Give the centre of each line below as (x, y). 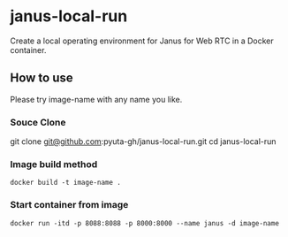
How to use (42, 78)
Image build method (54, 164)
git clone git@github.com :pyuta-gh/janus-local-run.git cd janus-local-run (143, 141)
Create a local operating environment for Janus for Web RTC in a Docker (142, 41)
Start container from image (69, 205)
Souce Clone (38, 122)
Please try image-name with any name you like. (96, 99)
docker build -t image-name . (66, 183)
